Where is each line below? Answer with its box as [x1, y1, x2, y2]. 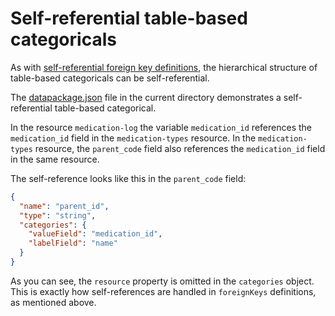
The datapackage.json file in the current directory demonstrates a [10, 91, 282, 103]
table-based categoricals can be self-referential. [10, 72, 210, 84]
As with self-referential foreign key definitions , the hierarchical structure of [10, 61, 318, 73]
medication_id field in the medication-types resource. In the [10, 132, 257, 144]
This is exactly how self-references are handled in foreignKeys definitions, [10, 285, 317, 297]
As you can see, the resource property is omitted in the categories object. [10, 275, 315, 287]
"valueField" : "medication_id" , [28, 229, 163, 239]
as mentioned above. [10, 296, 97, 308]
